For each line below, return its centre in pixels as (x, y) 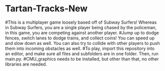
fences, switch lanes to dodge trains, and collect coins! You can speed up (80, 38)
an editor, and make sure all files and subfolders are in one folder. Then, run (82, 53)
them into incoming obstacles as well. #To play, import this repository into (80, 48)
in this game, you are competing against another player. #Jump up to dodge (82, 33)
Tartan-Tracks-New (46, 9)
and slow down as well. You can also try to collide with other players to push (82, 43)
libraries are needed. (26, 64)
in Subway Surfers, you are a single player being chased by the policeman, (81, 27)
